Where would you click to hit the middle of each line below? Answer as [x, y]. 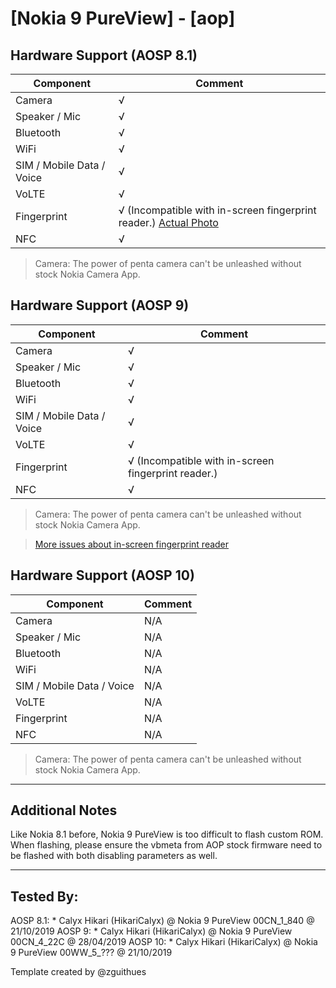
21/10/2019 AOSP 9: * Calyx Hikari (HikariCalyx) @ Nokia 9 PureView [151, 931]
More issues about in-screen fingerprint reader [132, 544]
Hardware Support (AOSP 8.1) [104, 55]
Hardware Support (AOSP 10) [102, 575]
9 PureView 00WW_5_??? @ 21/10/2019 [91, 953]
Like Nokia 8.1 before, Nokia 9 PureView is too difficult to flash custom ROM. [167, 834]
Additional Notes [64, 810]
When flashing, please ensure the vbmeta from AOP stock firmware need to [166, 845]
